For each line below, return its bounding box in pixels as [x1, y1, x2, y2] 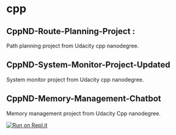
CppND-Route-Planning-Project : [6, 26, 136, 36]
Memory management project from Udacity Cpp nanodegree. [6, 109, 161, 117]
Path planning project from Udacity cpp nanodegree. [6, 42, 139, 49]
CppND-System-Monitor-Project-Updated [6, 60, 170, 70]
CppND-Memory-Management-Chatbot [6, 94, 161, 104]
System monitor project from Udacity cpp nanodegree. [6, 75, 144, 83]
